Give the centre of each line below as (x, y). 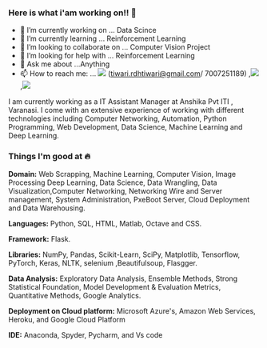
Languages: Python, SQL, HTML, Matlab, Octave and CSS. (105, 223)
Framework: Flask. (40, 238)
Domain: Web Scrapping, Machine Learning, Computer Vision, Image (122, 174)
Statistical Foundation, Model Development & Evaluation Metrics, (115, 286)
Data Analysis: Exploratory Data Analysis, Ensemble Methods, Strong (123, 278)
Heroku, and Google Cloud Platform (67, 319)
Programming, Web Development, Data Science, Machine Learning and (126, 127)
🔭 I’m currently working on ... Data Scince (88, 30)
